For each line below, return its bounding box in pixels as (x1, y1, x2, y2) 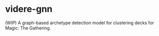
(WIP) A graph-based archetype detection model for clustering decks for (5, 20, 155, 26)
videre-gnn (5, 3, 53, 15)
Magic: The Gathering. (5, 25, 51, 31)
